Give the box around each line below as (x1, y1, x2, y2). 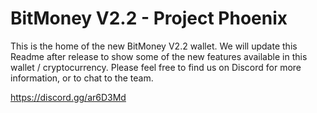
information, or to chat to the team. (10, 72, 154, 84)
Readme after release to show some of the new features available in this (10, 50, 308, 62)
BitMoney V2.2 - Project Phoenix (10, 7, 288, 30)
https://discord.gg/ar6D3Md (10, 91, 127, 103)
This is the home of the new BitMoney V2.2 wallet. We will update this (10, 40, 298, 52)
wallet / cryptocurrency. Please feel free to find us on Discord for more (10, 61, 302, 73)
